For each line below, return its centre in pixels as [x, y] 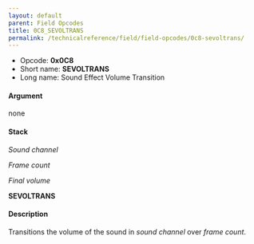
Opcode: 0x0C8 [47, 61]
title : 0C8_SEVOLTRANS [46, 30]
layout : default [35, 16]
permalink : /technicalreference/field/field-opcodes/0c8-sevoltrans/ [127, 38]
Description [28, 214]
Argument [26, 96]
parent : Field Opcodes [46, 23]
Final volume [29, 180]
